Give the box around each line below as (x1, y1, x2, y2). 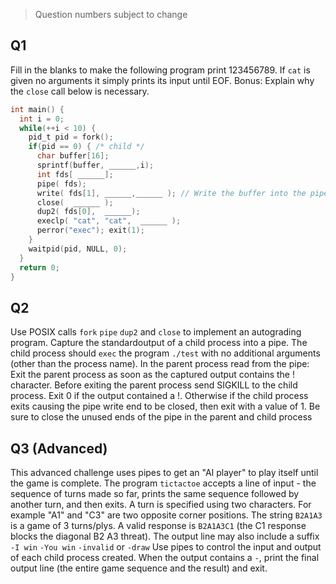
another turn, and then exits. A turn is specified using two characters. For (10, 499, 312, 511)
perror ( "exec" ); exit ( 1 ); (36, 225, 145, 236)
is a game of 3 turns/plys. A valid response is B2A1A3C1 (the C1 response (10, 520, 307, 532)
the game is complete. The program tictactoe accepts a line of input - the (10, 477, 317, 489)
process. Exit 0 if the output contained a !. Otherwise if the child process (10, 390, 309, 402)
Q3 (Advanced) (10, 440, 108, 457)
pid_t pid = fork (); (28, 132, 114, 143)
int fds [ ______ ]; (36, 169, 114, 179)
